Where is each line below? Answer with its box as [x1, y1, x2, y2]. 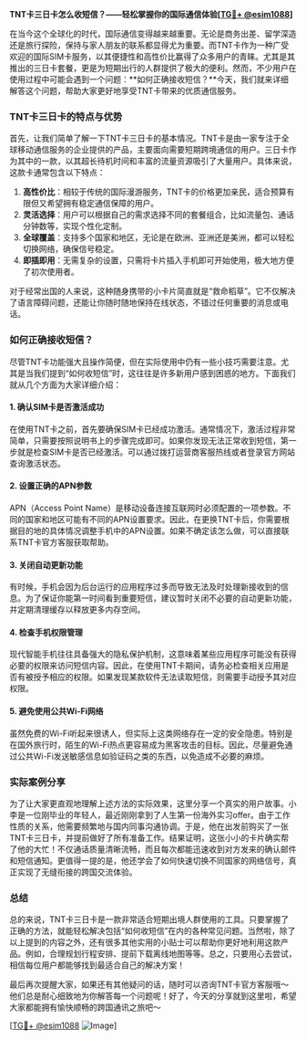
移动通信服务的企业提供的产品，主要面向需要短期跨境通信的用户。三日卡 [16, 144, 289, 155]
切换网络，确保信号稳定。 [22, 244, 119, 255]
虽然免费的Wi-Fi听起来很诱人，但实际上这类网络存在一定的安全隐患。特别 [9, 728, 285, 739]
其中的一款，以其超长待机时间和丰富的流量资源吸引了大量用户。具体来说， [16, 155, 297, 167]
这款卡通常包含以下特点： [9, 167, 106, 178]
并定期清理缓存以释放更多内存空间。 [9, 604, 146, 615]
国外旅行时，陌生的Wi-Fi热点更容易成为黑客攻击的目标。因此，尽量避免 [16, 739, 285, 750]
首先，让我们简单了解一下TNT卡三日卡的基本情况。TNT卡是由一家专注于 [9, 132, 282, 144]
